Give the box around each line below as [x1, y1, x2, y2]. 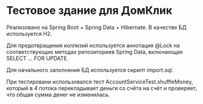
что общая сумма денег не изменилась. [6, 91, 110, 98]
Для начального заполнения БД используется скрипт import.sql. [6, 66, 174, 73]
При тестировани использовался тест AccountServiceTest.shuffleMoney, [6, 78, 193, 85]
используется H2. [6, 30, 53, 37]
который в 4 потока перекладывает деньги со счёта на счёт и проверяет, [6, 84, 198, 91]
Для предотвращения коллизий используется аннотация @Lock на [6, 42, 180, 49]
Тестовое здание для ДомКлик [6, 4, 173, 18]
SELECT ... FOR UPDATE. [6, 54, 68, 62]
